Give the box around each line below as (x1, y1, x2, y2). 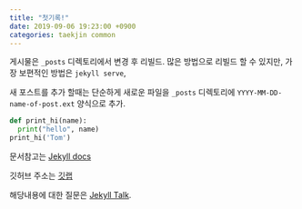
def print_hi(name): (9, 116, 88, 125)
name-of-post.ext (9, 100, 75, 109)
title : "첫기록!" (9, 13, 70, 23)
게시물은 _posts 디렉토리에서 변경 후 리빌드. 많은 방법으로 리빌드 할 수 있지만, (9, 56, 284, 67)
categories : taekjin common (9, 30, 116, 39)
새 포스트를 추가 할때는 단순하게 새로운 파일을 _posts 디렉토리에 (9, 87, 236, 98)
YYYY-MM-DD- (237, 88, 283, 98)
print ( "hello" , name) (17, 124, 100, 134)
